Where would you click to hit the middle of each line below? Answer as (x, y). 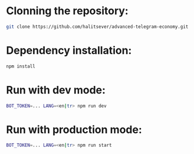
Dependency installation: (69, 50)
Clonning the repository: (67, 11)
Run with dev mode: (56, 90)
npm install (21, 66)
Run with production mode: (74, 129)
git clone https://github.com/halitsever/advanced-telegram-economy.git (97, 27)
